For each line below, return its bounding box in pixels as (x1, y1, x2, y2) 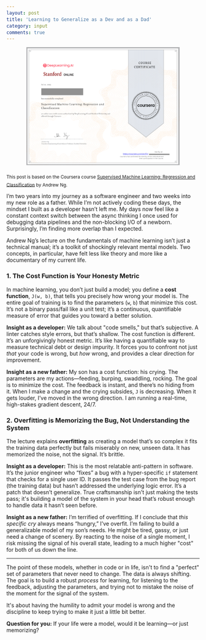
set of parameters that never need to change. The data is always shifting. (6, 570, 191, 577)
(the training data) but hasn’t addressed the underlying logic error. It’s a (6, 482, 187, 489)
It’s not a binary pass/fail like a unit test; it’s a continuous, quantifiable (6, 305, 182, 313)
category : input (6, 23, 48, 29)
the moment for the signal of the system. (6, 589, 109, 597)
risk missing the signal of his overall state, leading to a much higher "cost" (6, 539, 194, 547)
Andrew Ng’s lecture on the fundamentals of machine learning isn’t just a (6, 237, 190, 245)
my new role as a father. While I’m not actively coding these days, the (6, 199, 182, 207)
